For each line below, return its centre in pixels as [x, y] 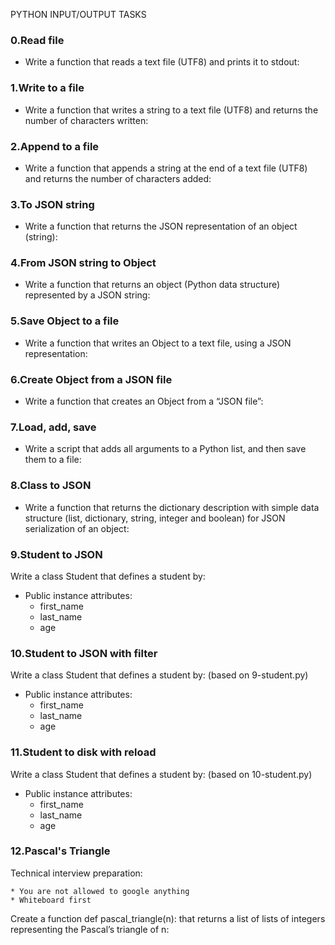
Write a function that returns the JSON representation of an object [161, 226]
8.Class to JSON [51, 486]
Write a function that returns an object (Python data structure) [152, 285]
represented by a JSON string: [87, 295]
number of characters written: [86, 120]
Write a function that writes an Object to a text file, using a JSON [158, 343]
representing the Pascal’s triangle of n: [90, 929]
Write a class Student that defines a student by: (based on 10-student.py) [161, 774]
